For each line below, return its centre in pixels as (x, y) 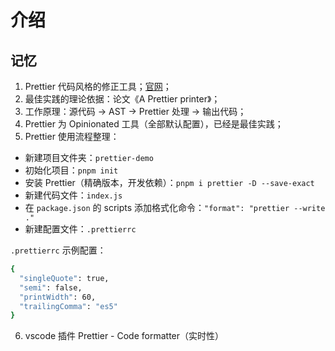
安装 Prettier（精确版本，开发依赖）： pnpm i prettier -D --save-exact (169, 182)
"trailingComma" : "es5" (68, 306)
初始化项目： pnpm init (71, 170)
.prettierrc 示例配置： (58, 250)
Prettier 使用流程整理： (72, 136)
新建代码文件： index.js (73, 195)
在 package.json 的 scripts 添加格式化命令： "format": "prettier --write (175, 207)
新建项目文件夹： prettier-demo (89, 157)
